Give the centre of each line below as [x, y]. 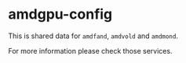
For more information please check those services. [90, 51]
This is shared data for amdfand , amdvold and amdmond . [93, 36]
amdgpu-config [60, 14]
